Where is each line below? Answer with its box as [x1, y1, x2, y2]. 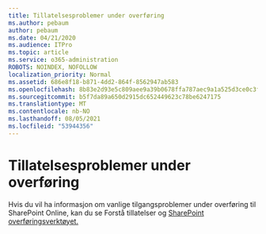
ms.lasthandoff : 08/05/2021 [8, 115, 101, 123]
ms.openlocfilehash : [8, 85, 77, 94]
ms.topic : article [8, 48, 69, 56]
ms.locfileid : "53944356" [8, 122, 93, 130]
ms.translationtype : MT [8, 100, 87, 108]
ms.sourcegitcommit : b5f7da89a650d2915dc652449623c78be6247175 [8, 93, 222, 101]
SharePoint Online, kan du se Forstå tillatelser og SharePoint [8, 208, 204, 217]
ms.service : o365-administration [8, 56, 119, 64]
